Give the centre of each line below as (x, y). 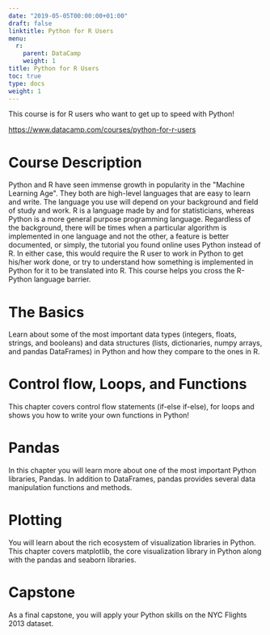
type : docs (27, 83)
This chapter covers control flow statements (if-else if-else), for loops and (131, 407)
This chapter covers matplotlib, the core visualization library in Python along (135, 552)
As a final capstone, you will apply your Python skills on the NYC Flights (128, 615)
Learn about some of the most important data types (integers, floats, (122, 334)
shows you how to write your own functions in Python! (99, 415)
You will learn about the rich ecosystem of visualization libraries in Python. (132, 543)
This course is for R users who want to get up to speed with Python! (121, 114)
